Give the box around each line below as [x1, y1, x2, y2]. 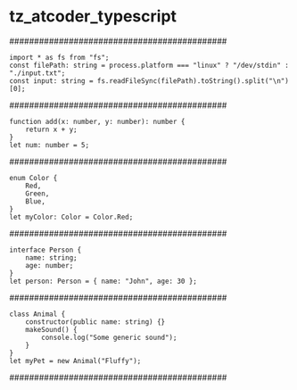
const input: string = [9, 76, 94, 86]
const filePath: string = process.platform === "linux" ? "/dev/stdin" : [9, 61, 290, 70]
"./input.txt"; [9, 69, 66, 78]
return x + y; [25, 125, 78, 134]
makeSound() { [25, 325, 78, 334]
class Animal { [9, 310, 66, 319]
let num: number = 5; [9, 140, 90, 149]
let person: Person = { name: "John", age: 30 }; [9, 277, 198, 286]
